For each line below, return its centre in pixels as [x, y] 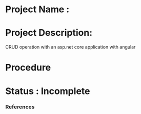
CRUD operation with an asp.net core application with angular [70, 47]
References [20, 107]
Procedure [28, 68]
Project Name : [37, 9]
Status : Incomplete [48, 91]
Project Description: [49, 33]
